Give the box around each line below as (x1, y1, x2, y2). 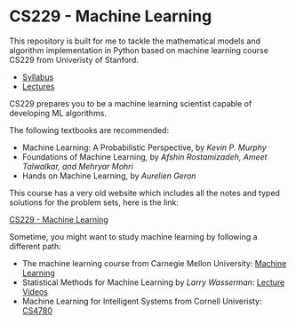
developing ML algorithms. (9, 107, 107, 118)
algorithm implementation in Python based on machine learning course (9, 44, 269, 55)
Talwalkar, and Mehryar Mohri (21, 161, 133, 171)
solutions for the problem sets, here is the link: (9, 197, 180, 208)
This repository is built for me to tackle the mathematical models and (9, 36, 260, 46)
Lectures (21, 81, 55, 91)
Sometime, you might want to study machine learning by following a (9, 231, 258, 241)
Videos (21, 286, 49, 296)
